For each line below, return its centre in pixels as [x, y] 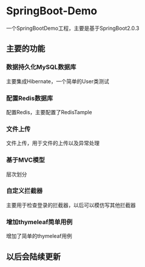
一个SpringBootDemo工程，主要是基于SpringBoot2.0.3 [73, 28]
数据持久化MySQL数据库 [41, 67]
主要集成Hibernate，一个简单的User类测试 [58, 81]
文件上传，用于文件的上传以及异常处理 [53, 143]
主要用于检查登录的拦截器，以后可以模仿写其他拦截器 [71, 205]
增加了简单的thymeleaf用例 [39, 236]
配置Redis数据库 [30, 98]
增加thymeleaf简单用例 [39, 222]
